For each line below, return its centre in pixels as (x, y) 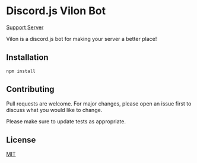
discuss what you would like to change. (54, 110)
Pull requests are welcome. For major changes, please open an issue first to (99, 103)
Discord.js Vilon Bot (56, 11)
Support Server (25, 27)
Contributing (30, 89)
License (21, 140)
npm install (21, 71)
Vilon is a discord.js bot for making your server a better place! (82, 39)
